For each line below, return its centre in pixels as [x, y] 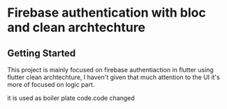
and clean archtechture [76, 27]
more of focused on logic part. [51, 84]
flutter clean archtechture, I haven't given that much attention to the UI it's [113, 77]
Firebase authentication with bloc [107, 13]
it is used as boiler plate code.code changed [71, 98]
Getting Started [42, 53]
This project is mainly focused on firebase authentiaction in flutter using [111, 70]
